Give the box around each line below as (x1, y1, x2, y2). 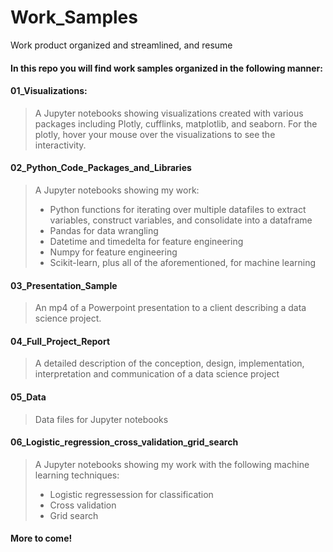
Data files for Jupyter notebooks (34, 413, 169, 425)
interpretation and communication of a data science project (34, 368, 280, 380)
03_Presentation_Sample (10, 279, 118, 291)
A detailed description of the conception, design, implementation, (34, 357, 305, 370)
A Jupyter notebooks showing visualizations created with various (34, 107, 304, 119)
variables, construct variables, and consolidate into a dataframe (49, 214, 313, 226)
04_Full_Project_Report (10, 335, 111, 347)
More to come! (10, 532, 73, 545)
